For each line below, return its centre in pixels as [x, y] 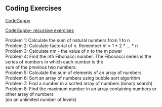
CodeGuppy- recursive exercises [40, 30]
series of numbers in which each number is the [54, 62]
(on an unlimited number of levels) [41, 99]
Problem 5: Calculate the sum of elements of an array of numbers [73, 73]
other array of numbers [30, 94]
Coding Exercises [33, 8]
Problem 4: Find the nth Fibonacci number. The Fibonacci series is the [78, 56]
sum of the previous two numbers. [41, 67]
